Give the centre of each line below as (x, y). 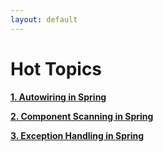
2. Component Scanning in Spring (82, 116)
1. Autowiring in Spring (58, 97)
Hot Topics (56, 68)
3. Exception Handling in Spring (77, 135)
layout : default (44, 19)
